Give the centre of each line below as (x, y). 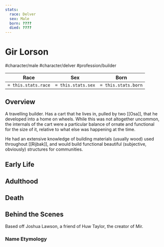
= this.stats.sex (75, 85)
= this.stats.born (121, 85)
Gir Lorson (27, 52)
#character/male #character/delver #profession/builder (61, 66)
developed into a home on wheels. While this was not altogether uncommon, (82, 119)
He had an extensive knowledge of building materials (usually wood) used (80, 139)
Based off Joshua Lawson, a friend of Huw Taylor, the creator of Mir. (74, 226)
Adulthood (22, 181)
